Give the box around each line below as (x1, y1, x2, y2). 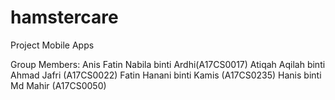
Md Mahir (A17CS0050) (10, 79, 107, 91)
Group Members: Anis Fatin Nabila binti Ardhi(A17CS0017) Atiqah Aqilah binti (10, 58, 326, 70)
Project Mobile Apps (10, 39, 95, 51)
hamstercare (10, 6, 119, 29)
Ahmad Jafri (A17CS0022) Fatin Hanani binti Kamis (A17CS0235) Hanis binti (10, 69, 322, 81)
